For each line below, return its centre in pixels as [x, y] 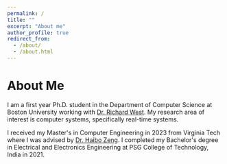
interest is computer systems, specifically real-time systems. [93, 119]
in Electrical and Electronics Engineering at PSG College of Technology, [108, 147]
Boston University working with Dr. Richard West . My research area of [106, 112]
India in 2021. [26, 154]
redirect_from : [29, 39]
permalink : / [26, 13]
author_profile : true [38, 33]
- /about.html [33, 52]
